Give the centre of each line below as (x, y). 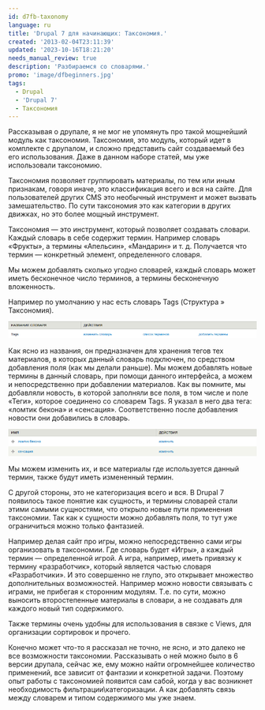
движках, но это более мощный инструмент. (84, 214)
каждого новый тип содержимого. (66, 609)
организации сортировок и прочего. (69, 633)
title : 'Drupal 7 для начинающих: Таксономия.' (88, 33)
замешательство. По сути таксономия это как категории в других (119, 206)
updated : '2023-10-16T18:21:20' (61, 50)
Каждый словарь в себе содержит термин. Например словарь (114, 238)
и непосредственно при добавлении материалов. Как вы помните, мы (127, 385)
